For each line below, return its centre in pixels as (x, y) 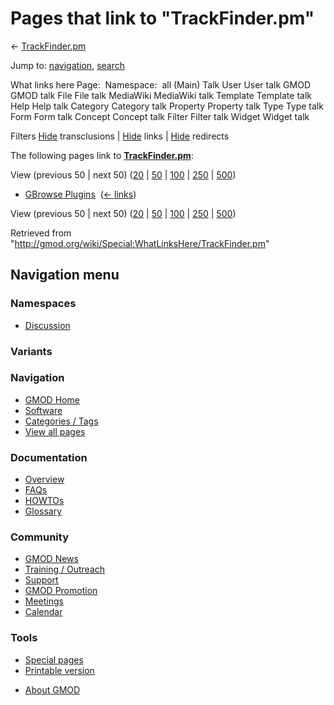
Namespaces (43, 304)
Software (43, 410)
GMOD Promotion (61, 591)
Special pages (54, 659)
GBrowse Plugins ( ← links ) (80, 194)
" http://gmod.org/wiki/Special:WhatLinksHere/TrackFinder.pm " (140, 243)
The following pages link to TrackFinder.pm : (102, 155)
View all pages (55, 431)
